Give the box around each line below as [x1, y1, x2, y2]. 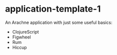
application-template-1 [5, 3, 101, 15]
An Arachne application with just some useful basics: [5, 19, 113, 25]
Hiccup [12, 44, 27, 50]
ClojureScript [12, 29, 39, 35]
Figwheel [12, 34, 31, 40]
